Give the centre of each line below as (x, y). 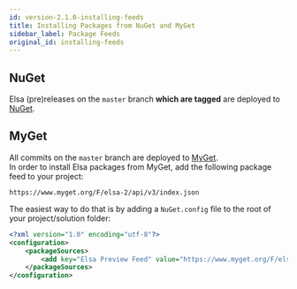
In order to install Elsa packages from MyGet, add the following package (141, 167)
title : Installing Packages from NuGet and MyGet (103, 26)
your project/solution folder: (60, 218)
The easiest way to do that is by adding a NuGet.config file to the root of (140, 209)
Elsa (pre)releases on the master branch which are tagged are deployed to (145, 99)
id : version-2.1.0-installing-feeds (76, 17)
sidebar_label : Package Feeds (65, 34)
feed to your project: (46, 176)
